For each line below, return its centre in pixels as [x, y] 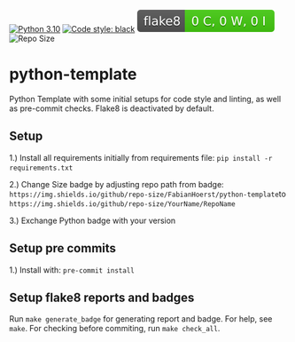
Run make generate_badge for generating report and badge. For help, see [141, 319]
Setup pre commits [63, 248]
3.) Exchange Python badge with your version [93, 220]
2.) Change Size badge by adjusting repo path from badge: [116, 184]
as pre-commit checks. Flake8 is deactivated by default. [112, 108]
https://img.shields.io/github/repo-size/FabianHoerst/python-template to [147, 194]
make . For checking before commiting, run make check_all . [115, 329]
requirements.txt [41, 168]
